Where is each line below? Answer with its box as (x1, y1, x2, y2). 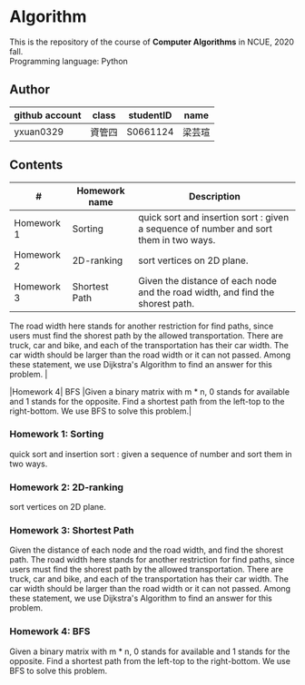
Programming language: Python (9, 55, 129, 66)
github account (14, 109, 82, 122)
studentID (128, 109, 172, 122)
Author (9, 82, 50, 97)
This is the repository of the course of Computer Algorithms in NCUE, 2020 (9, 36, 295, 47)
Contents (9, 157, 64, 173)
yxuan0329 (14, 125, 64, 138)
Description (189, 190, 241, 202)
